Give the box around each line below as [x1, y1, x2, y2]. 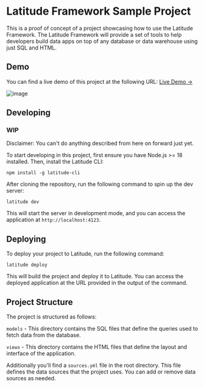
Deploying [6, 234, 46, 244]
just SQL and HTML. [6, 44, 57, 51]
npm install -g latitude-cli [6, 170, 80, 176]
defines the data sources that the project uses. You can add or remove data [6, 368, 196, 375]
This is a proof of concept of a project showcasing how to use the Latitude [6, 24, 194, 32]
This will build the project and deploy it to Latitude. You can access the [6, 273, 184, 280]
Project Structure [6, 297, 73, 307]
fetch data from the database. [6, 331, 81, 339]
